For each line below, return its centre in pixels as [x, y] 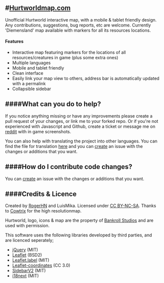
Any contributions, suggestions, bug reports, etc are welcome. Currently [78, 25]
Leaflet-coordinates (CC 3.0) [41, 265]
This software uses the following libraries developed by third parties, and [79, 235]
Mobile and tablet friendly [38, 68]
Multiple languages [31, 63]
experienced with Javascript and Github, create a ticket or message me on [80, 126]
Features [14, 42]
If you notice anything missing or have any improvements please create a [79, 116]
